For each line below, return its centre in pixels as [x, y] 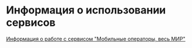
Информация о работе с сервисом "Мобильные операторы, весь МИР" [96, 39]
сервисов [31, 23]
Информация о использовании [86, 10]
